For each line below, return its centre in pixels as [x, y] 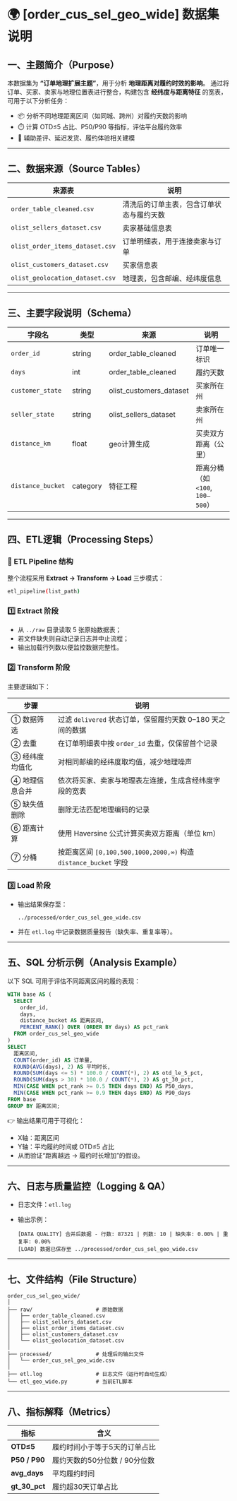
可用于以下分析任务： [38, 101]
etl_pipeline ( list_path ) [44, 592]
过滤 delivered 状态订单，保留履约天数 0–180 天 [138, 719]
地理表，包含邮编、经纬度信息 [172, 278]
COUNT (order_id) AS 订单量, [53, 1060]
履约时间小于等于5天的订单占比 [104, 1447]
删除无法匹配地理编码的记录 [104, 809]
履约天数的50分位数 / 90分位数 [103, 1461]
